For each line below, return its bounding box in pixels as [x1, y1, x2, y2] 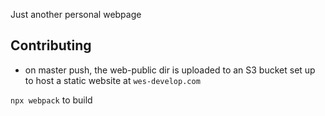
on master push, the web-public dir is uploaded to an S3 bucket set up [24, 64, 316, 76]
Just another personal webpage [10, 9, 142, 20]
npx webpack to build [10, 94, 93, 106]
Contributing [10, 37, 92, 54]
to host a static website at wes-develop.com [24, 74, 201, 86]
